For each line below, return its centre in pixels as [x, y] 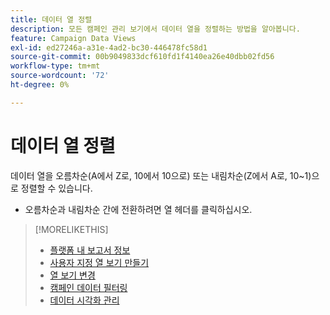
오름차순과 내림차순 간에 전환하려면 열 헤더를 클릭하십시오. [138, 209]
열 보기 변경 [72, 275]
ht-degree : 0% [40, 85]
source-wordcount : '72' [60, 76]
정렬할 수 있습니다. [56, 188]
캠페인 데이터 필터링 [88, 287]
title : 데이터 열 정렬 [51, 19]
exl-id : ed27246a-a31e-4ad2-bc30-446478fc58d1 [109, 47]
